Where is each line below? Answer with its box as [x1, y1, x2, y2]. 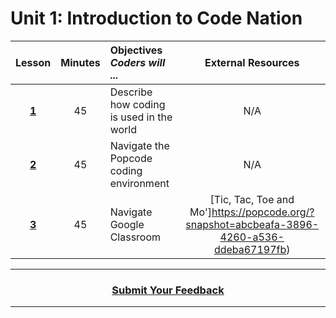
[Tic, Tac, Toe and [209, 192, 295, 206]
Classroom [109, 230, 162, 244]
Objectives [109, 43, 163, 57]
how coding [109, 97, 166, 111]
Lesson [15, 55, 52, 69]
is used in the [109, 110, 173, 124]
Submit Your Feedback [111, 283, 225, 297]
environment [109, 176, 170, 190]
